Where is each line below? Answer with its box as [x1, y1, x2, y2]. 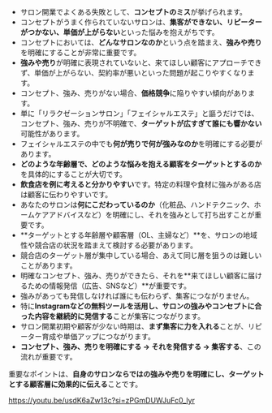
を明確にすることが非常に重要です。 [19, 48, 141, 57]
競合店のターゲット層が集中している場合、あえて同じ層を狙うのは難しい [19, 251, 262, 260]
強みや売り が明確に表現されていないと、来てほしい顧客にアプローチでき [19, 58, 262, 67]
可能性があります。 [19, 129, 84, 138]
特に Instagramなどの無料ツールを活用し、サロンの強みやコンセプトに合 [19, 301, 262, 311]
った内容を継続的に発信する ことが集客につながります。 [19, 312, 205, 321]
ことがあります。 [19, 260, 77, 270]
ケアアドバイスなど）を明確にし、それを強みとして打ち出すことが [34, 210, 255, 219]
